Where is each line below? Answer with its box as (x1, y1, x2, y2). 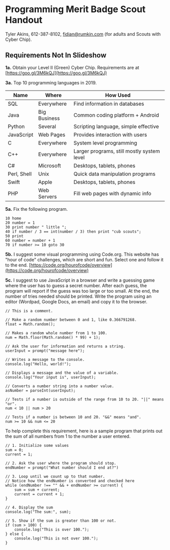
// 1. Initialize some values (5, 443, 69, 448)
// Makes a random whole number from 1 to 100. (5, 330, 108, 336)
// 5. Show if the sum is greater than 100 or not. (5, 518, 116, 523)
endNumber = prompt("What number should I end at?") (5, 465, 119, 470)
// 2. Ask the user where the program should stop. (5, 461, 116, 466)
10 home (5, 216, 22, 221)
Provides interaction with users (73, 131, 147, 138)
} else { (5, 531, 24, 536)
